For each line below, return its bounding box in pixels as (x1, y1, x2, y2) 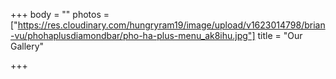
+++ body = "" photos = (10, 9, 110, 20)
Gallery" (10, 40, 45, 52)
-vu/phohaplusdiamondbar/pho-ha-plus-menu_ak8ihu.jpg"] (10, 30, 256, 41)
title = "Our (257, 30, 303, 41)
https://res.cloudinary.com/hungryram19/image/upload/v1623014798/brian (17, 19, 326, 31)
